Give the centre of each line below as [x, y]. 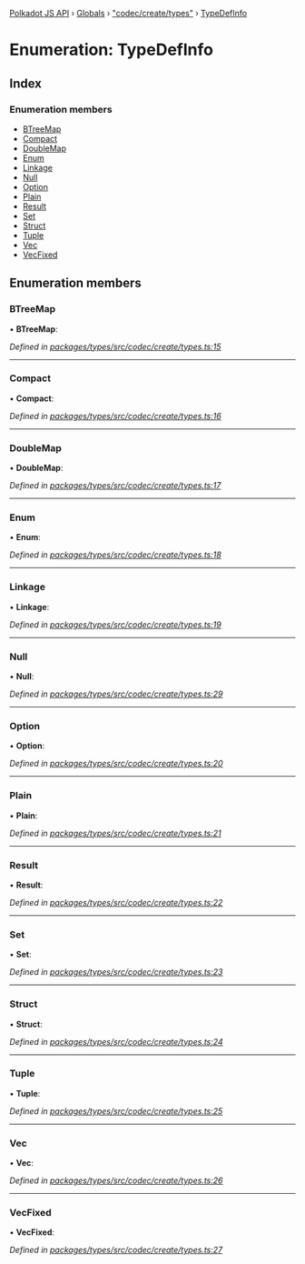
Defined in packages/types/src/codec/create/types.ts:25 [116, 1111]
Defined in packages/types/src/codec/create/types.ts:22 [116, 902]
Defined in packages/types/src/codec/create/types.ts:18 [116, 555]
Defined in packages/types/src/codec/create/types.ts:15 [115, 346]
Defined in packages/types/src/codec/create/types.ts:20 [117, 764]
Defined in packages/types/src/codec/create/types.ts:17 [115, 486]
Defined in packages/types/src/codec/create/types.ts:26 [116, 1180]
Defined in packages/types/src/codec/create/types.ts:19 [116, 624]
